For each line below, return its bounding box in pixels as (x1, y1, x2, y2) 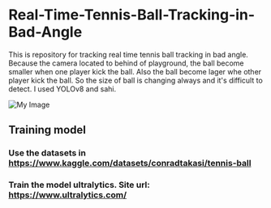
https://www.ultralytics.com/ (8, 189, 127, 201)
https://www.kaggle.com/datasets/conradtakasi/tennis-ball (8, 158, 252, 169)
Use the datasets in (8, 147, 87, 159)
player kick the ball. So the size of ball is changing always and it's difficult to (8, 75, 264, 85)
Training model (8, 123, 87, 137)
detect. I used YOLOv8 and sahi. (8, 83, 116, 94)
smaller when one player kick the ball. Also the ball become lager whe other (8, 66, 262, 76)
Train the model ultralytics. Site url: (8, 180, 150, 191)
